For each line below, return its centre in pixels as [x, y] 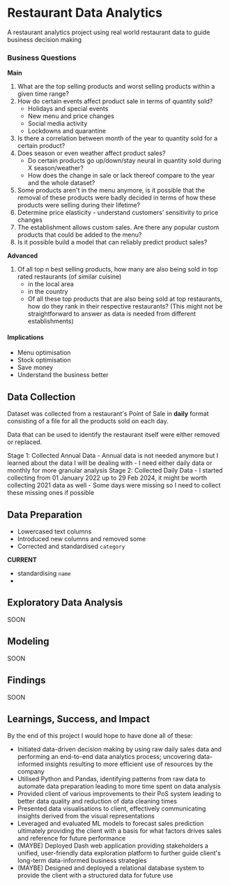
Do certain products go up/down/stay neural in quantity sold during [124, 161]
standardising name [44, 573]
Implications [25, 337]
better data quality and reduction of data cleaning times [97, 802]
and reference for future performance [71, 839]
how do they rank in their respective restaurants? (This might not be [125, 307]
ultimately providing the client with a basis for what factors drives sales [119, 831]
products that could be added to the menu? [79, 235]
